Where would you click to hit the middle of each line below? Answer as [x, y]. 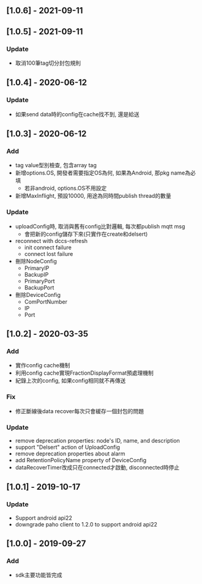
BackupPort [39, 287]
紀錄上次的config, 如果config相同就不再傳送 [70, 381]
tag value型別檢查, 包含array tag [56, 165]
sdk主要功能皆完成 [39, 575]
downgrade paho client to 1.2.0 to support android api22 [86, 524]
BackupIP [36, 274]
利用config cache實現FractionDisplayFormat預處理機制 [84, 373]
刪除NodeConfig [36, 261]
